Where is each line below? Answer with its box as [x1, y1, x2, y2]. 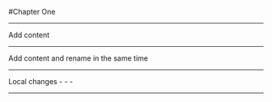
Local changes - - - [8, 77, 74, 86]
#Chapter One [8, 7, 56, 16]
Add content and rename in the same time [8, 53, 148, 63]
